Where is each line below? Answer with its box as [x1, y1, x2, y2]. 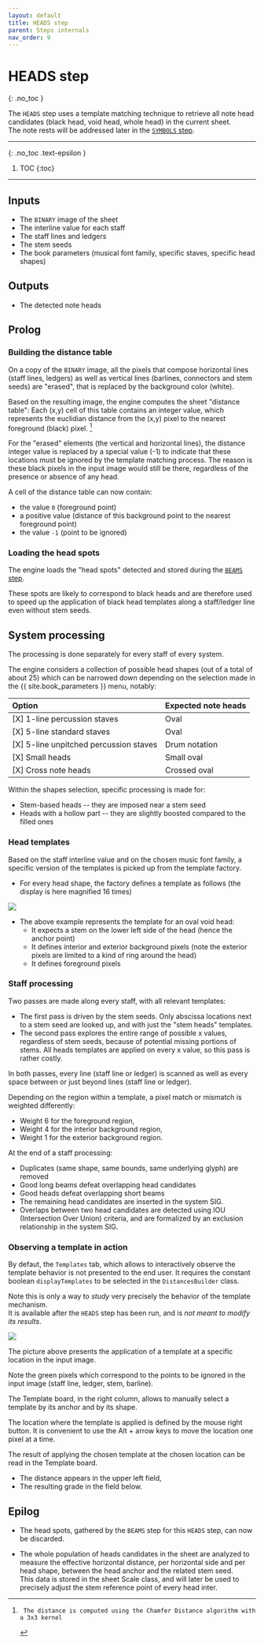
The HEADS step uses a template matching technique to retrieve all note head [8, 109, 255, 118]
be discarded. [19, 1534, 65, 1543]
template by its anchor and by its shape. [8, 1403, 137, 1412]
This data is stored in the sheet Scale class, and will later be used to [19, 1574, 240, 1583]
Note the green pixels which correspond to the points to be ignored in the [8, 1370, 246, 1380]
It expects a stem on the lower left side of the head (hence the [31, 925, 233, 934]
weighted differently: [8, 1101, 75, 1110]
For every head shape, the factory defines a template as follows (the [19, 878, 241, 888]
